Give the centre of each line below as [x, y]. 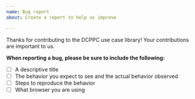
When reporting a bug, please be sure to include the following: [85, 58]
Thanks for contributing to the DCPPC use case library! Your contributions [97, 40]
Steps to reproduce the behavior [55, 83]
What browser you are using [50, 89]
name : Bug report [28, 12]
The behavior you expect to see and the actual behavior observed [96, 76]
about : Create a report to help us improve [61, 17]
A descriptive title [37, 69]
